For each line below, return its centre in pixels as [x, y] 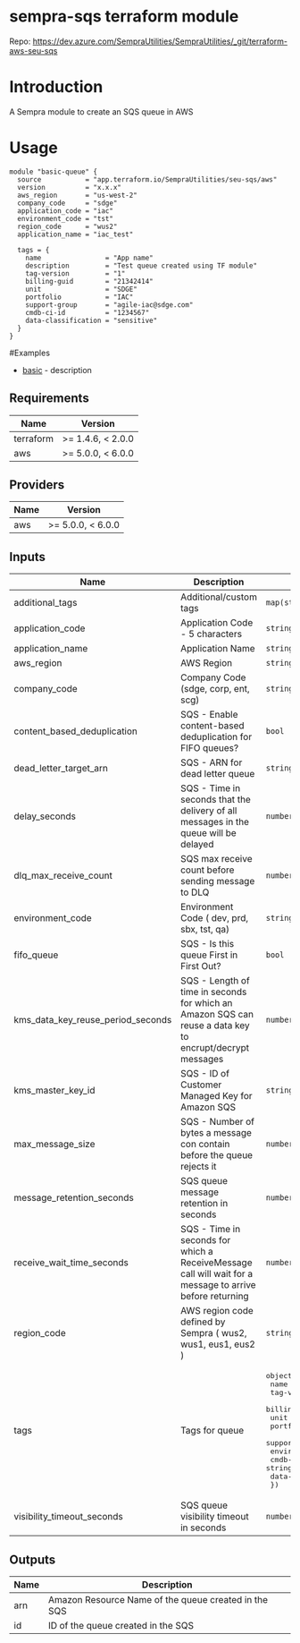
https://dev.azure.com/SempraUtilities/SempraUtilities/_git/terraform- [160, 41]
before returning [214, 1297]
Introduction [56, 87]
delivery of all [208, 811]
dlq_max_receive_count [63, 876]
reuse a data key [215, 1026]
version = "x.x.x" [70, 187]
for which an [206, 1003]
